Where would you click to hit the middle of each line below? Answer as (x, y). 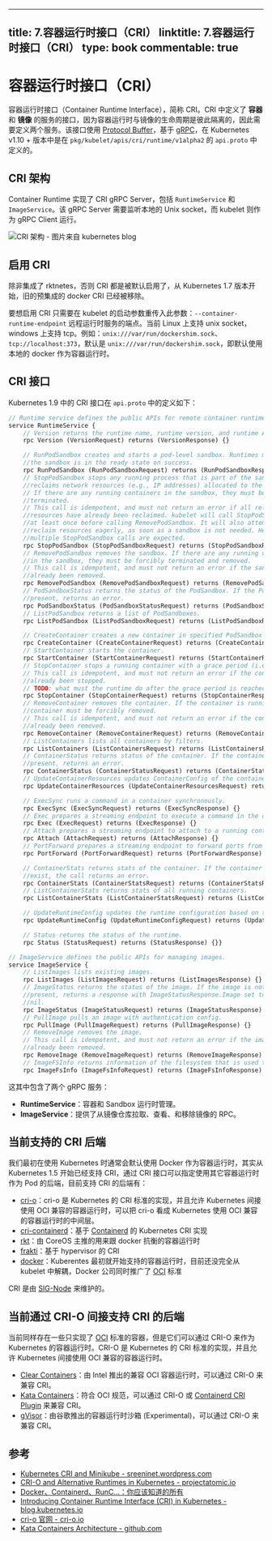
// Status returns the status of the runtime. (103, 935)
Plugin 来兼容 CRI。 (53, 1406)
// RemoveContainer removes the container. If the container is (134, 703)
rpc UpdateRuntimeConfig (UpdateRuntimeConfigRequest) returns (132, 920)
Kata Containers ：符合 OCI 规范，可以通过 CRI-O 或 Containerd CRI (132, 1395)
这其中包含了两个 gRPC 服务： (59, 1086)
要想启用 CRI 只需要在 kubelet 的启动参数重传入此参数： (102, 313)
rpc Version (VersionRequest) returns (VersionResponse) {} (126, 441)
